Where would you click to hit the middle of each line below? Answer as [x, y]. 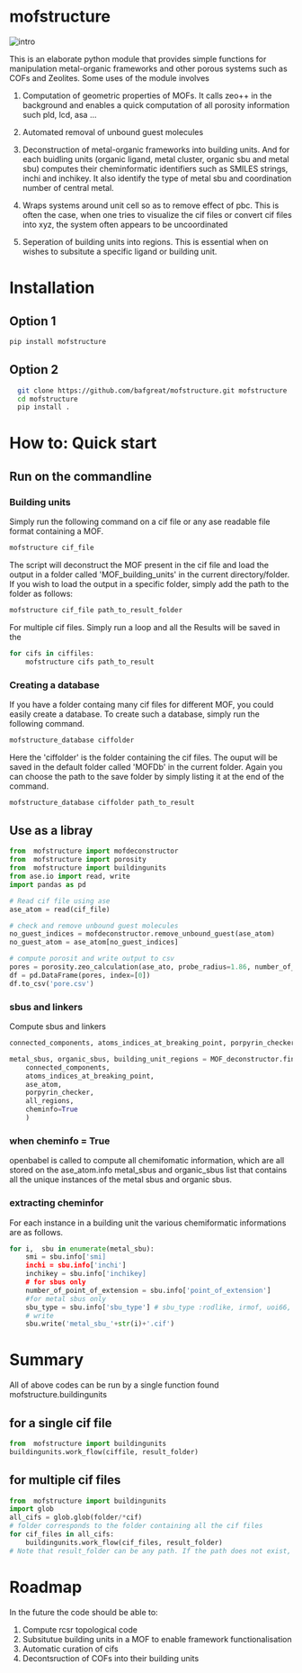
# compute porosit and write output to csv [92, 959]
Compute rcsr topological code [80, 1629]
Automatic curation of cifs [70, 1649]
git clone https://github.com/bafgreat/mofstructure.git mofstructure [152, 390]
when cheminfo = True [60, 1141]
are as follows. [36, 1232]
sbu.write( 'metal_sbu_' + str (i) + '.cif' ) [100, 1324]
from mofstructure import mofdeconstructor [94, 851]
